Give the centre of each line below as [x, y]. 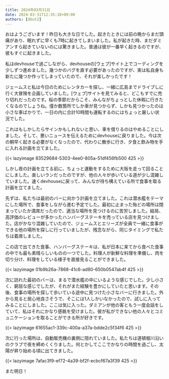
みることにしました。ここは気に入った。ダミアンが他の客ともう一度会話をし [84, 305]
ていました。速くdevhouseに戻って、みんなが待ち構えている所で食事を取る [83, 181]
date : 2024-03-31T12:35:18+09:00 [40, 15]
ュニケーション [21, 318]
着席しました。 [29, 236]
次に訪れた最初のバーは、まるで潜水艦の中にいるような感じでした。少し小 [82, 280]
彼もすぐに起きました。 [29, 53]
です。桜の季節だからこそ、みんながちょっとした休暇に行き [98, 100]
